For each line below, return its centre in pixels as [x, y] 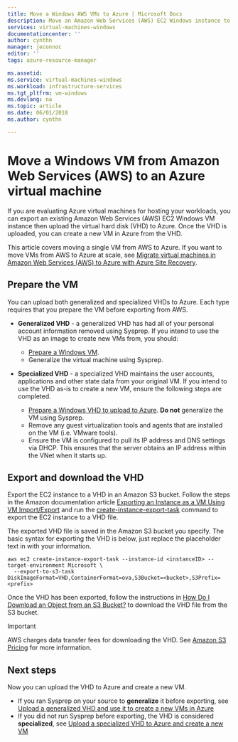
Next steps [32, 670]
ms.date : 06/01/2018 [38, 113]
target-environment [36, 566]
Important [22, 626]
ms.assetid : [25, 73]
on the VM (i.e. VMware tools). [73, 433]
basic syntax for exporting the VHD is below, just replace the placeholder [114, 539]
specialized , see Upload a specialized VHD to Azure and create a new [120, 724]
